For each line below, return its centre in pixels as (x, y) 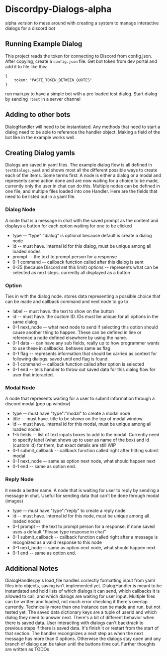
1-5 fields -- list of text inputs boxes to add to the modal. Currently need (86, 435)
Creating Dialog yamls (40, 153)
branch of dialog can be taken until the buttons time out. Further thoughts (80, 644)
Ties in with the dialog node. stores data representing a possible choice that (83, 296)
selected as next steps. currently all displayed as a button (71, 272)
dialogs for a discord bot (30, 28)
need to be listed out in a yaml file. (40, 197)
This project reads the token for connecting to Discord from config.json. (79, 56)
